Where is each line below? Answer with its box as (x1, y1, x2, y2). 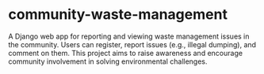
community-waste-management (8, 6, 228, 24)
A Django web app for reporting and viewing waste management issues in (8, 31, 250, 41)
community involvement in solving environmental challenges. (8, 57, 208, 66)
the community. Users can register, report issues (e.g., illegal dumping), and (8, 39, 256, 49)
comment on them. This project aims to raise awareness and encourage (8, 48, 243, 57)
